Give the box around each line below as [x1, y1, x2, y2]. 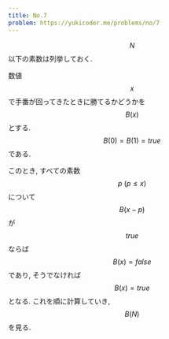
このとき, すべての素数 [8, 166, 81, 175]
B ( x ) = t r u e [114, 283, 150, 292]
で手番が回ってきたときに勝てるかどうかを [8, 96, 145, 106]
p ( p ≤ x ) [117, 178, 147, 188]
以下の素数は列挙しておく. [8, 54, 93, 63]
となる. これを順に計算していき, [8, 296, 111, 306]
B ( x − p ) [119, 204, 145, 214]
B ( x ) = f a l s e [112, 257, 152, 266]
